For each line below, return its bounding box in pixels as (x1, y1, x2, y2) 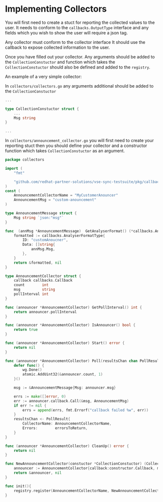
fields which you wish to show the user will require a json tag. (5, 30, 128, 36)
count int (14, 283, 49, 287)
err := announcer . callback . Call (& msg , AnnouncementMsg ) (14, 398, 130, 403)
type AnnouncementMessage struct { (5, 211, 77, 216)
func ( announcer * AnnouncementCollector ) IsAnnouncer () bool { (5, 323, 136, 328)
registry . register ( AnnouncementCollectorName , (14, 488, 110, 493)
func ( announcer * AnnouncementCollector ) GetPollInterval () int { (5, 305, 142, 310)
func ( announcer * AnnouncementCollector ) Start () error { (5, 341, 125, 346)
